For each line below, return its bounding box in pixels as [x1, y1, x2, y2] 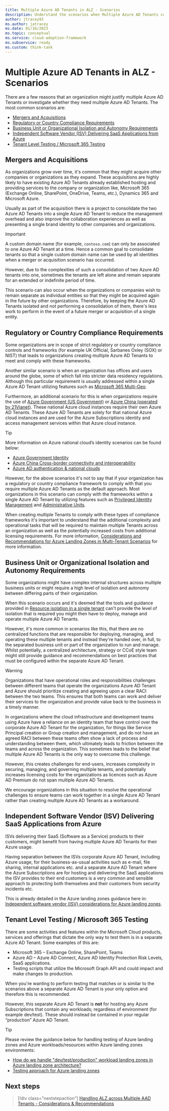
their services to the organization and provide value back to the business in [5, 699, 161, 704]
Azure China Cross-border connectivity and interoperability [12, 460, 136, 466]
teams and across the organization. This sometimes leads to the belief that [5, 746, 160, 752]
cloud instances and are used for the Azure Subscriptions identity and [5, 415, 150, 421]
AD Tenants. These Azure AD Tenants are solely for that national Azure [5, 410, 152, 416]
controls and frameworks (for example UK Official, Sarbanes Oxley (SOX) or [5, 347, 162, 353]
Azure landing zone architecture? [12, 1062, 81, 1068]
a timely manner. [5, 704, 40, 710]
